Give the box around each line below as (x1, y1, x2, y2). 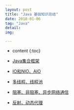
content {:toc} (12, 48, 41, 54)
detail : (5, 26, 21, 30)
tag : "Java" (5, 21, 30, 26)
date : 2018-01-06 (5, 16, 41, 21)
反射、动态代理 (12, 100, 43, 106)
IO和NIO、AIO (12, 68, 41, 74)
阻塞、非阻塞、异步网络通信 (12, 89, 69, 95)
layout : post (5, 7, 32, 12)
